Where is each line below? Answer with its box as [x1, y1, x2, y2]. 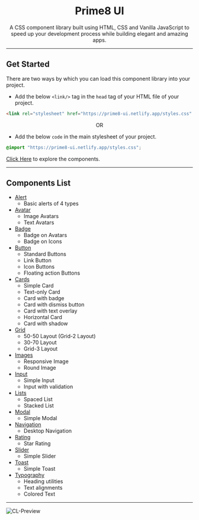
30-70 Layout [23, 339, 57, 346]
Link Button [23, 257, 52, 264]
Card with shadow [23, 320, 68, 327]
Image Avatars [23, 213, 59, 220]
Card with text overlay [23, 307, 78, 314]
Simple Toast [23, 465, 56, 472]
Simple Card [23, 282, 54, 289]
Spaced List [23, 396, 53, 403]
